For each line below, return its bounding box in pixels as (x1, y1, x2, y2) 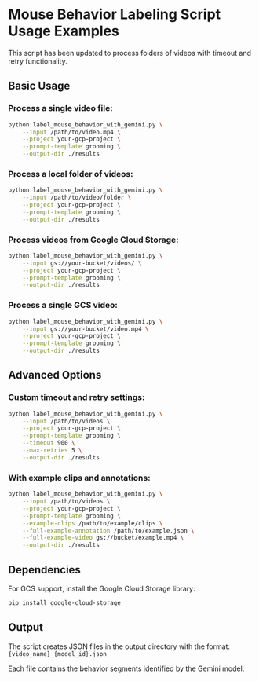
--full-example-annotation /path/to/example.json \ (22, 526, 195, 535)
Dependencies (8, 563, 81, 577)
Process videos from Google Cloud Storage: (8, 234, 179, 245)
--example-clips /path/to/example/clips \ (22, 519, 163, 527)
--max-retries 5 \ (22, 446, 82, 455)
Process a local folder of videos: (8, 168, 133, 179)
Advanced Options (8, 368, 102, 382)
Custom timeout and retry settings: (8, 392, 145, 403)
